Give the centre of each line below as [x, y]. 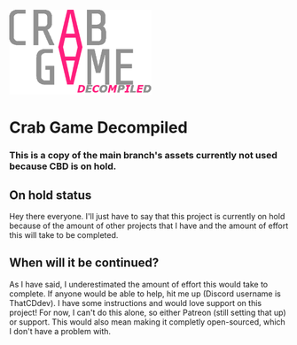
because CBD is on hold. [63, 166]
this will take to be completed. [64, 234]
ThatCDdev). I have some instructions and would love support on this [136, 303]
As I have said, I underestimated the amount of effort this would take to [139, 284]
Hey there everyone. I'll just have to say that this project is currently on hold [147, 216]
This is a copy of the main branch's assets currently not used [143, 156]
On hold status [51, 195]
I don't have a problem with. [60, 331]
